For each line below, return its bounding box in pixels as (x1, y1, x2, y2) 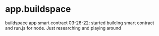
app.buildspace (5, 3, 71, 15)
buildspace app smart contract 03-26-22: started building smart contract (5, 20, 155, 26)
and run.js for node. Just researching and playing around (5, 25, 121, 31)
